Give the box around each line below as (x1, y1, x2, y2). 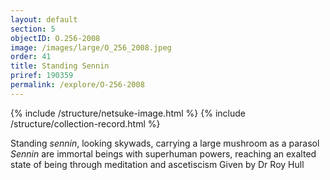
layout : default (10, 14, 78, 25)
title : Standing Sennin (10, 61, 110, 71)
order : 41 (10, 52, 52, 62)
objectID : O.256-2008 (10, 33, 101, 43)
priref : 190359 (10, 71, 74, 81)
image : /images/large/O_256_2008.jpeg (10, 42, 172, 53)
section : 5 (10, 24, 56, 34)
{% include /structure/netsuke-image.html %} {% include (10, 107, 246, 119)
